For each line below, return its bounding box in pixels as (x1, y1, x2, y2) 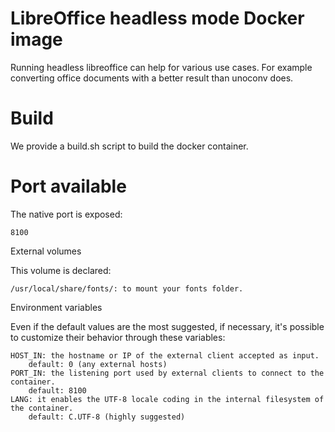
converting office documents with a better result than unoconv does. (10, 72, 294, 84)
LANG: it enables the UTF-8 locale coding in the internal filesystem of (10, 394, 325, 404)
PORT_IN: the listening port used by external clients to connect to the (10, 368, 325, 378)
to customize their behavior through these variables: (10, 331, 226, 343)
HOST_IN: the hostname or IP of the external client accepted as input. (10, 350, 320, 361)
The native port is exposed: (10, 208, 123, 220)
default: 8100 (28, 385, 87, 396)
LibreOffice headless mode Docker (10, 7, 305, 30)
